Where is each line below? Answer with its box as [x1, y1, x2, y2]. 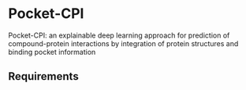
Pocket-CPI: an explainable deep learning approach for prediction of [8, 31, 230, 40]
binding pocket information [8, 47, 96, 56]
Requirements [8, 70, 79, 83]
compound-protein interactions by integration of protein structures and [8, 38, 239, 48]
